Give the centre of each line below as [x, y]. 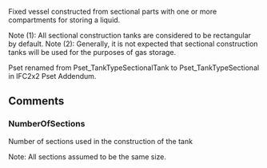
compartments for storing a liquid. [64, 20]
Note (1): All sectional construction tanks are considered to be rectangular [130, 35]
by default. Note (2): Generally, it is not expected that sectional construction [133, 44]
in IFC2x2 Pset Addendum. [52, 76]
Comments [36, 102]
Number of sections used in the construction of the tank [101, 141]
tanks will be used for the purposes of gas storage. [92, 52]
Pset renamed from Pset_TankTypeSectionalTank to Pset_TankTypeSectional [134, 68]
